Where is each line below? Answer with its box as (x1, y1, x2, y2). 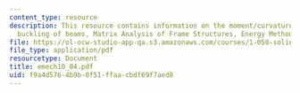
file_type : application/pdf (9, 46, 114, 55)
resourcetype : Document (9, 54, 98, 63)
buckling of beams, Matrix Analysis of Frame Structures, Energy (17, 29, 266, 38)
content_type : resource (9, 12, 98, 22)
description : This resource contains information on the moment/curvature (9, 21, 294, 30)
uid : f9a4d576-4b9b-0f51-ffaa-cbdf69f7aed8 (9, 71, 174, 80)
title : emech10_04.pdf (9, 63, 94, 72)
